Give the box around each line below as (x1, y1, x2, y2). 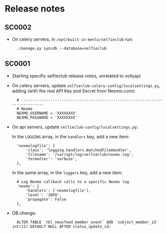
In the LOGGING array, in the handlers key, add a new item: (12, 133, 130, 139)
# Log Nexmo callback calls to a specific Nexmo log (17, 179, 129, 184)
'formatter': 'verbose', (25, 156, 78, 161)
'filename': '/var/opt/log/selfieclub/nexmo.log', (25, 152, 134, 157)
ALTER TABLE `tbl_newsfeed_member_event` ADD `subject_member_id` (17, 219, 158, 224)
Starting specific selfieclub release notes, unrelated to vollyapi (12, 73, 141, 79)
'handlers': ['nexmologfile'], (25, 188, 91, 193)
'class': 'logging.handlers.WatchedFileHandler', (25, 147, 131, 153)
